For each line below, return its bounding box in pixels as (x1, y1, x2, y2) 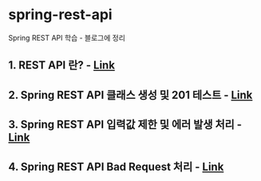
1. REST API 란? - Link (8, 58, 116, 73)
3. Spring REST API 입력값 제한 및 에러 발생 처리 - (8, 118, 242, 132)
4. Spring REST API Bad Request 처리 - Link (8, 159, 224, 173)
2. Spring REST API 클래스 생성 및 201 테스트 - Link (8, 88, 253, 101)
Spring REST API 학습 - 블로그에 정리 (8, 33, 126, 42)
